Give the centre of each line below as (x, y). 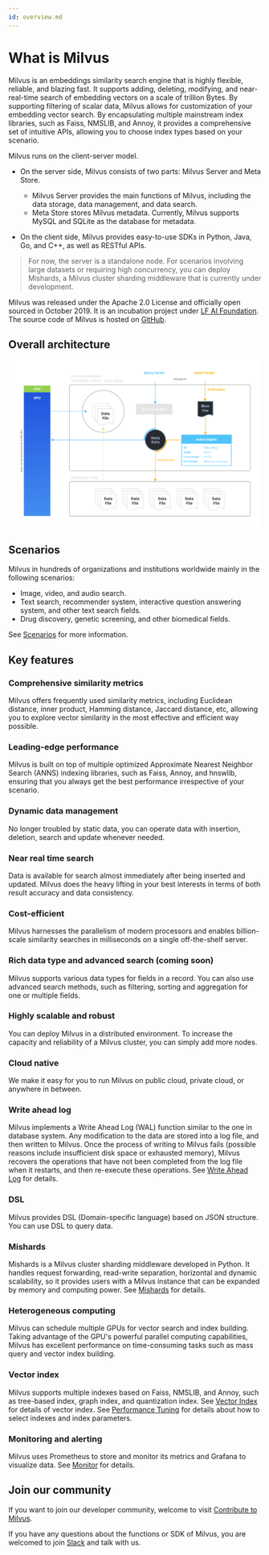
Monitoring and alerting (55, 1439)
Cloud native (34, 1063)
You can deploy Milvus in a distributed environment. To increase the (121, 1033)
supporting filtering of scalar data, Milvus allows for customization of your (130, 105)
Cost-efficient (37, 913)
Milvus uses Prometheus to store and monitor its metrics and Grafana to (127, 1456)
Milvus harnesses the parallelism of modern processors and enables (122, 931)
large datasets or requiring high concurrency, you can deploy (129, 269)
